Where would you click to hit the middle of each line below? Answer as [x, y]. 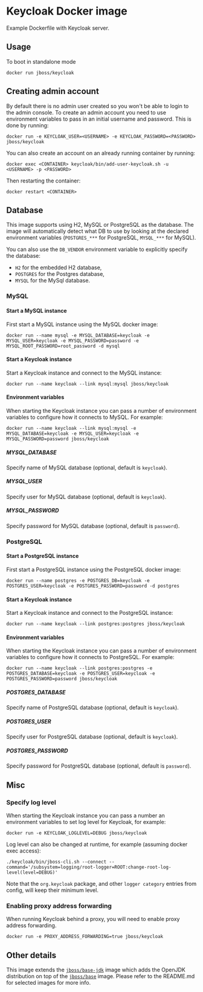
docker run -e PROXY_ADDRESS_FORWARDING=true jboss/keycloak [85, 937]
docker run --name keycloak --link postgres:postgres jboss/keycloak [96, 624]
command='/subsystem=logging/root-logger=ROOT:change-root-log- [89, 867]
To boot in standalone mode [41, 61]
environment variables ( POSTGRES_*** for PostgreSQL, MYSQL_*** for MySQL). [101, 238]
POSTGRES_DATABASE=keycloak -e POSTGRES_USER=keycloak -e [81, 674]
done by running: [27, 125]
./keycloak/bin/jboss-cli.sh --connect [56, 862]
